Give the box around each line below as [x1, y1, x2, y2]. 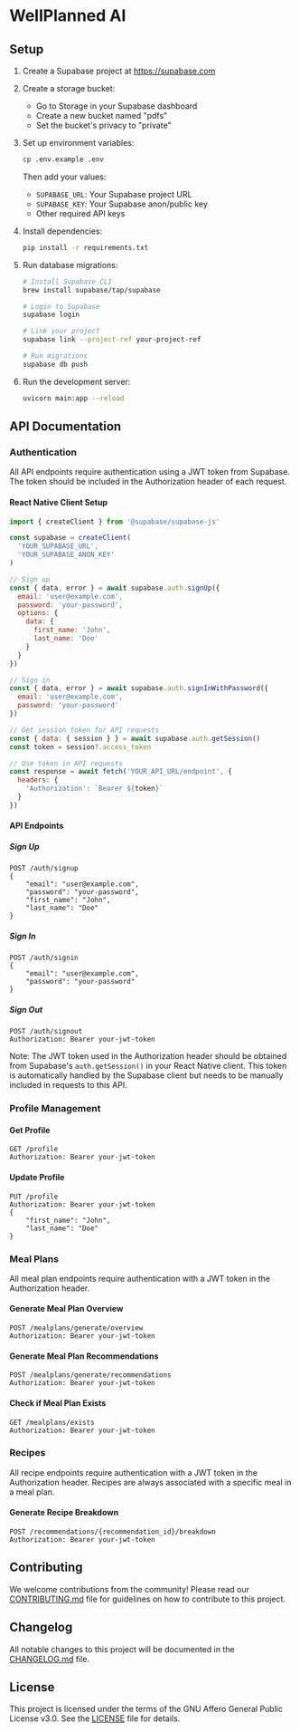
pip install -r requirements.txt [22, 243, 149, 252]
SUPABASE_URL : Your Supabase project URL [35, 188, 192, 199]
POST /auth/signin [9, 953, 79, 963]
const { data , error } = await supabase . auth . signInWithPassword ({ [9, 684, 269, 693]
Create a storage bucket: [22, 83, 116, 93]
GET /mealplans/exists [9, 1418, 95, 1427]
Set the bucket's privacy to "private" [35, 120, 172, 130]
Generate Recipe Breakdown [9, 1507, 119, 1518]
